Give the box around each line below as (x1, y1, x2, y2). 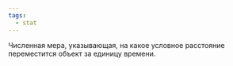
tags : (8, 11, 26, 20)
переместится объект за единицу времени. (8, 49, 156, 58)
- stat (15, 19, 37, 27)
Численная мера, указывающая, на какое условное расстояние (8, 40, 225, 49)
